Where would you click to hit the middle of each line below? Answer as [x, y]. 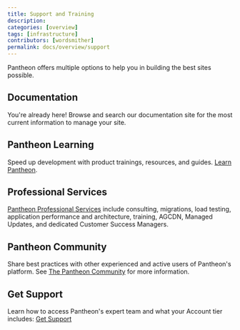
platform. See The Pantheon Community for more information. [99, 271]
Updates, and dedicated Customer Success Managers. [88, 224]
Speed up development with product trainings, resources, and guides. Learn [120, 162]
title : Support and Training [51, 14]
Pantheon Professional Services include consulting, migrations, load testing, [119, 209]
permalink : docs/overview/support [59, 47]
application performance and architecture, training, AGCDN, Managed [110, 217]
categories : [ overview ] [43, 27]
